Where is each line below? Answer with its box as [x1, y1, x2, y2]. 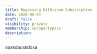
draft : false [5, 16, 32, 21]
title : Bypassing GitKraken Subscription [5, 7, 93, 12]
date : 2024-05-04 [5, 12, 41, 17]
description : [5, 30, 32, 35]
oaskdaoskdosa [5, 44, 37, 50]
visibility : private [5, 21, 48, 26]
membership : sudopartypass [5, 26, 61, 31]
